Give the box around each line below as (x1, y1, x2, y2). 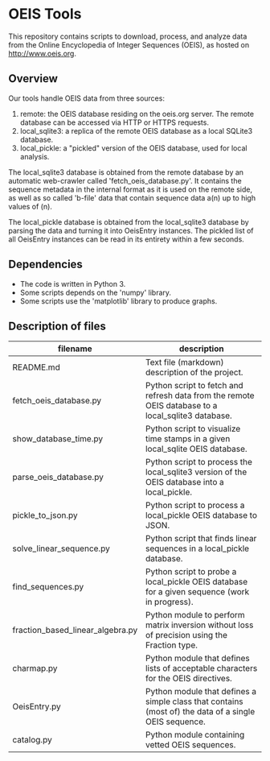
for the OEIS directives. (145, 673, 233, 684)
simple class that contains (145, 696, 243, 707)
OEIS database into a (145, 477, 225, 488)
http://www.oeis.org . (8, 48, 76, 58)
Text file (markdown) (145, 357, 224, 368)
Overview (8, 72, 59, 85)
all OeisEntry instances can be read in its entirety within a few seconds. (8, 234, 245, 244)
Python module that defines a (145, 686, 257, 697)
